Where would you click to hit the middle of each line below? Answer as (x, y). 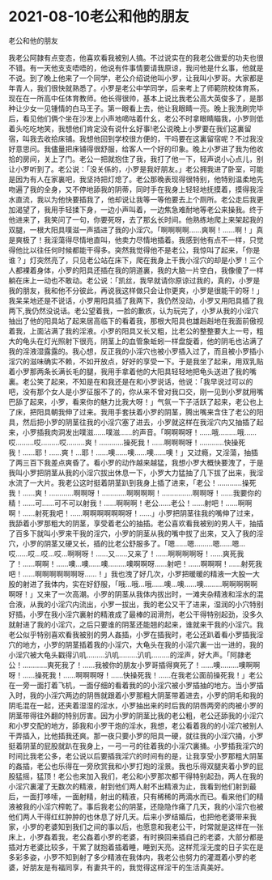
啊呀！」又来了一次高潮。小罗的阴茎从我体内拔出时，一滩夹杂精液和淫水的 (132, 594)
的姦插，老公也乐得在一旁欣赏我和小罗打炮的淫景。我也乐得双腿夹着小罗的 (132, 766)
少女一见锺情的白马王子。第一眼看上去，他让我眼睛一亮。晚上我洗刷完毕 (143, 108)
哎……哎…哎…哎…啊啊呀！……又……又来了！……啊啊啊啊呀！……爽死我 (126, 553)
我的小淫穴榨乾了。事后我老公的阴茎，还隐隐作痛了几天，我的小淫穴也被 (143, 806)
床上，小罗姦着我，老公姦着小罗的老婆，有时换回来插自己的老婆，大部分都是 (136, 837)
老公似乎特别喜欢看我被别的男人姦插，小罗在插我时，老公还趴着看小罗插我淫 (136, 634)
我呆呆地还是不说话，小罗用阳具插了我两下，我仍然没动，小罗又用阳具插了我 (136, 300)
